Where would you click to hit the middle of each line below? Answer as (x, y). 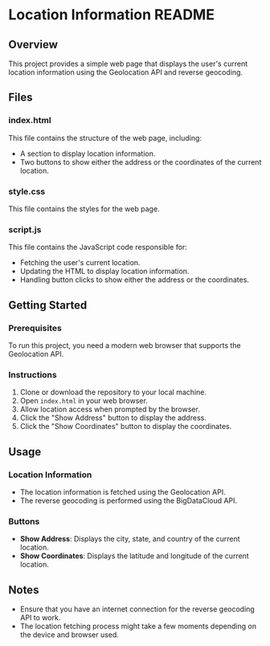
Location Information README (112, 15)
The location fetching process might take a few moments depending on (138, 626)
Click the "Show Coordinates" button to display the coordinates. (126, 427)
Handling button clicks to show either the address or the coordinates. (134, 280)
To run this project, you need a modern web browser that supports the (125, 345)
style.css (27, 191)
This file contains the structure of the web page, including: (105, 137)
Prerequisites (35, 328)
